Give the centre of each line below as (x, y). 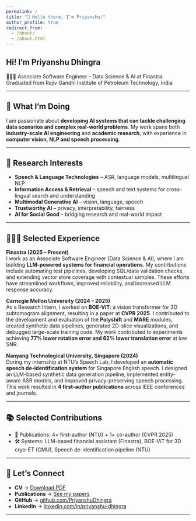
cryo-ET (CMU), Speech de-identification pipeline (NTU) (82, 450)
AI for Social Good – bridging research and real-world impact (88, 215)
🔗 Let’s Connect (35, 473)
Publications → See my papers (52, 494)
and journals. (22, 393)
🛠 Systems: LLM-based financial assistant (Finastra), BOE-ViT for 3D (98, 441)
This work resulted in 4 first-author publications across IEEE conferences (95, 387)
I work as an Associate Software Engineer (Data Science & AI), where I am (95, 258)
